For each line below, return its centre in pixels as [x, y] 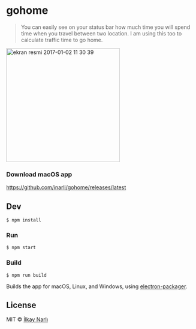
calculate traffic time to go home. [62, 40]
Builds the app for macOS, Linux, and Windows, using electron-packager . [97, 286]
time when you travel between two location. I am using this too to [101, 33]
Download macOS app [39, 174]
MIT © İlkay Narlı [27, 319]
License [21, 305]
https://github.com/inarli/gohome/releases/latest [66, 187]
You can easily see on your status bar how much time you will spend [105, 27]
